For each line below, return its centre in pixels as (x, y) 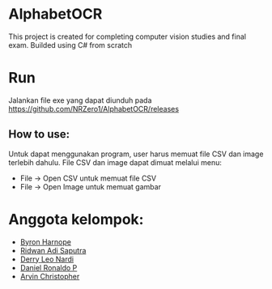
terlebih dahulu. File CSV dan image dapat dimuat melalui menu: (115, 162)
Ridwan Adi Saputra (53, 250)
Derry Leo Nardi (47, 259)
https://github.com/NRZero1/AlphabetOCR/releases (94, 108)
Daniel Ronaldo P (49, 267)
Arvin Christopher (50, 276)
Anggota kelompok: (76, 219)
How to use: (39, 134)
